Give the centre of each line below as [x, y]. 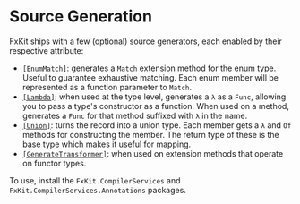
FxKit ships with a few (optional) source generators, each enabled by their [146, 41]
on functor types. [54, 163]
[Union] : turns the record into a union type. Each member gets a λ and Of [157, 125]
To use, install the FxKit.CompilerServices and [95, 180]
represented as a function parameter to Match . [107, 87]
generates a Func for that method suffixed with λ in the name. [135, 115]
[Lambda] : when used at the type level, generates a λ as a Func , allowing [154, 97]
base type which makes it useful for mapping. [107, 144]
